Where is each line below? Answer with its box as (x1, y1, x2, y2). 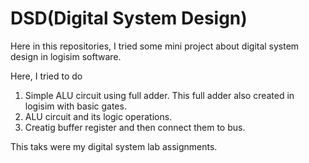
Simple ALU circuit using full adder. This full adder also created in (24, 89, 295, 101)
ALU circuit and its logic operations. (24, 110, 173, 122)
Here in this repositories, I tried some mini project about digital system (10, 40, 300, 52)
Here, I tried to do (10, 70, 83, 82)
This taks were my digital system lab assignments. (10, 140, 218, 152)
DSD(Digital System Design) (10, 7, 248, 30)
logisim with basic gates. (24, 100, 127, 112)
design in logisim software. (10, 50, 122, 62)
